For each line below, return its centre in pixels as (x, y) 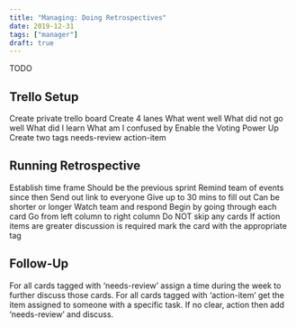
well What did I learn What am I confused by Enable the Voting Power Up (144, 128)
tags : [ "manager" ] (44, 34)
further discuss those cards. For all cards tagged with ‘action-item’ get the (147, 295)
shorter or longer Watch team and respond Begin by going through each (143, 206)
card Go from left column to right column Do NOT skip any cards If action (145, 216)
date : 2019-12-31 (42, 26)
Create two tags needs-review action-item (88, 138)
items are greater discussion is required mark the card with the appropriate (148, 225)
